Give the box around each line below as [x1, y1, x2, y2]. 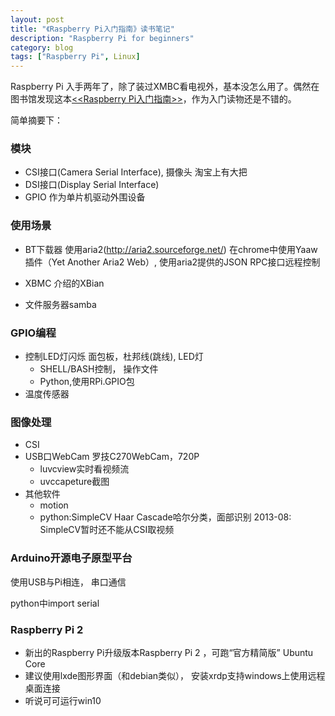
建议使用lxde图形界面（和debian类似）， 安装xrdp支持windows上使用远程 [24, 669, 326, 681]
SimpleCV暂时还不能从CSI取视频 [39, 524, 175, 536]
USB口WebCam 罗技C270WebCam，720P [24, 451, 200, 463]
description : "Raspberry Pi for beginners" [10, 33, 195, 43]
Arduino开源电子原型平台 [10, 551, 133, 565]
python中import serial [10, 597, 100, 609]
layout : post [10, 14, 65, 25]
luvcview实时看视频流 [39, 463, 130, 475]
